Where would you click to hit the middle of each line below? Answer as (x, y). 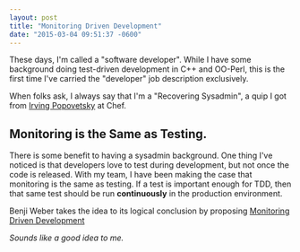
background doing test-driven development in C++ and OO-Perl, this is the (147, 69)
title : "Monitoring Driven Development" (86, 26)
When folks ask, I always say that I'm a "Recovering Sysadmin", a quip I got (148, 96)
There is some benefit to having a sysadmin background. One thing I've (141, 156)
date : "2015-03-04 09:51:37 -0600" (76, 34)
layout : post (34, 17)
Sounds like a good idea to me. (67, 238)
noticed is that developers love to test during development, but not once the (149, 165)
